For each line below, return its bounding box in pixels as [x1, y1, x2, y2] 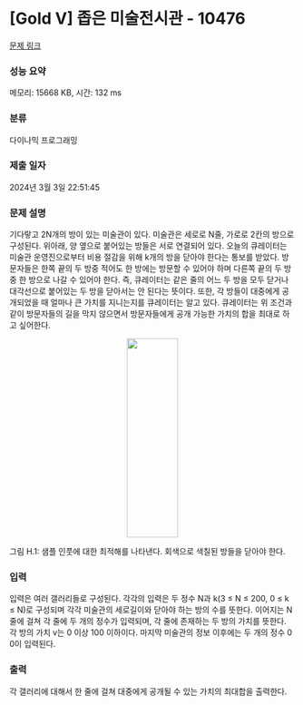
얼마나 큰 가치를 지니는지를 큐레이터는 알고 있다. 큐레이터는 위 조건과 [50, 297, 293, 308]
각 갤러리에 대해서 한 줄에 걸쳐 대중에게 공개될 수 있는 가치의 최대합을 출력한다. [9, 686, 288, 697]
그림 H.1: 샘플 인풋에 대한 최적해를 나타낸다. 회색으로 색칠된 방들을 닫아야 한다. [9, 546, 286, 557]
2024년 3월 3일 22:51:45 [9, 181, 100, 192]
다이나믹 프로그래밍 [9, 134, 78, 145]
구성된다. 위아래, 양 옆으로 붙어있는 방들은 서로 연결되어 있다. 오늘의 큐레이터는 [9, 240, 288, 251]
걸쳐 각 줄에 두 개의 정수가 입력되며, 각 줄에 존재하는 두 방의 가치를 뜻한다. [25, 616, 288, 627]
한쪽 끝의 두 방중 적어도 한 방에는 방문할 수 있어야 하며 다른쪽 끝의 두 [40, 263, 283, 274]
